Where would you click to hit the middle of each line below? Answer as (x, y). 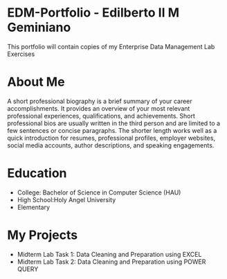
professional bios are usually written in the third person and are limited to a (113, 123)
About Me (36, 82)
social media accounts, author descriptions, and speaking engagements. (111, 145)
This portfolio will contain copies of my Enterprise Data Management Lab (111, 46)
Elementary (34, 207)
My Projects (43, 235)
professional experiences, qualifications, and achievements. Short (101, 116)
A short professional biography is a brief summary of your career (100, 101)
